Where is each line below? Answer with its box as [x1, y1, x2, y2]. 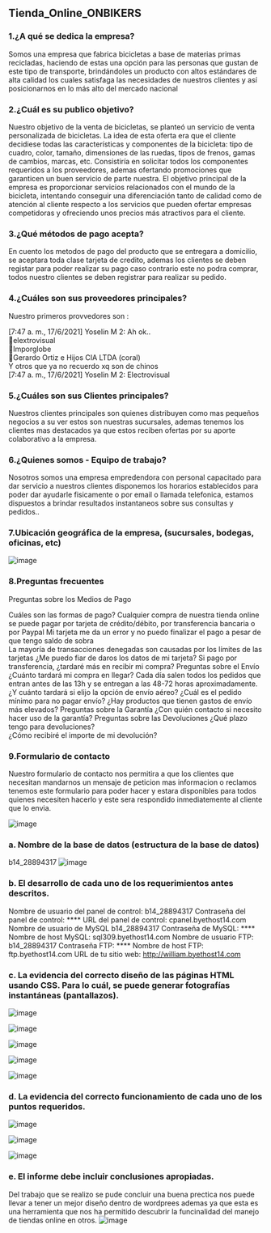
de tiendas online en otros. [8, 1215, 97, 1225]
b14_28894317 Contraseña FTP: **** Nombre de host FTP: [8, 940, 204, 950]
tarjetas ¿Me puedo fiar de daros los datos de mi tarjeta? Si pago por [8, 653, 237, 663]
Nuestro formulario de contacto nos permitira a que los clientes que [8, 769, 235, 779]
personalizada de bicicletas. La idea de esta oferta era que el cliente [8, 130, 236, 140]
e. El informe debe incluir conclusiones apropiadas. [8, 1171, 214, 1182]
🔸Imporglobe [8, 344, 52, 354]
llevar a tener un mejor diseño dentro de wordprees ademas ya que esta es [8, 1197, 259, 1208]
